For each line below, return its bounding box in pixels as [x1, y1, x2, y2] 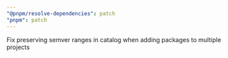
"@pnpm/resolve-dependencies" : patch [6, 10, 116, 17]
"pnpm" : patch [6, 17, 48, 23]
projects [6, 43, 30, 51]
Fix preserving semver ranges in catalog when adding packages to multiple [6, 35, 222, 43]
